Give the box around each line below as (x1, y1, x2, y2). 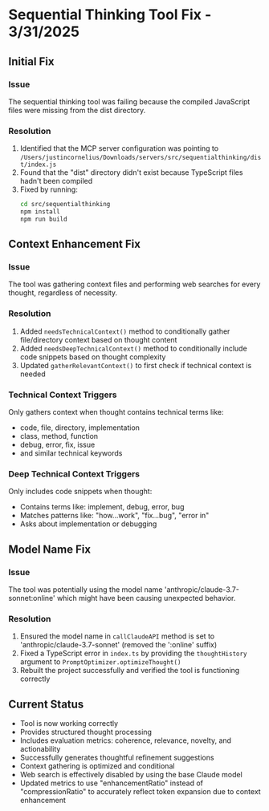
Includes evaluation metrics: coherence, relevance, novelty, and (19, 736, 231, 745)
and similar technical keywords (19, 448, 123, 458)
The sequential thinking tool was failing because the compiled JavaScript (8, 96, 251, 106)
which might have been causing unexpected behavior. (56, 594, 236, 603)
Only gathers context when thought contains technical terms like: (8, 408, 224, 417)
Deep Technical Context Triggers (8, 468, 141, 479)
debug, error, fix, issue (19, 440, 96, 450)
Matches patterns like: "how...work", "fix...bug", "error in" (19, 511, 210, 521)
